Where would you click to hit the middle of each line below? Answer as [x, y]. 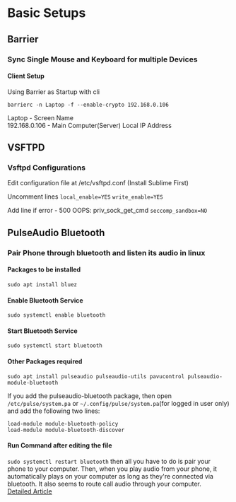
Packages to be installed [44, 269]
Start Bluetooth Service [42, 331]
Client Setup [26, 76]
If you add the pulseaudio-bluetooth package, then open [89, 396]
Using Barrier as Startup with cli [54, 92]
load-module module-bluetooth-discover [66, 430]
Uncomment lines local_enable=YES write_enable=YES [85, 197]
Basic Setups [47, 13]
